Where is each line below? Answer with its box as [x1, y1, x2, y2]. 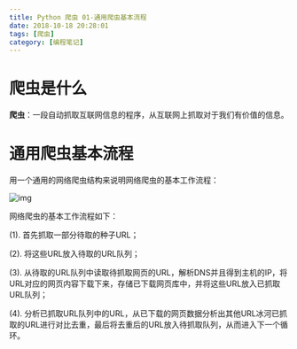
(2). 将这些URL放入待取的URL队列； [9, 249, 140, 260]
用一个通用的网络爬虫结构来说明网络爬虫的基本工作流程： [9, 174, 219, 186]
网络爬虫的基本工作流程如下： [9, 211, 118, 221]
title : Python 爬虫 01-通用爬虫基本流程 [9, 12, 147, 22]
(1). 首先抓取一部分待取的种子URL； [9, 229, 139, 240]
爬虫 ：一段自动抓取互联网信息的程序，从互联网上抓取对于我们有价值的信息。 [9, 110, 289, 120]
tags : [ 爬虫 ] [9, 29, 55, 38]
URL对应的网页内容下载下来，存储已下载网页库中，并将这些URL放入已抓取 [9, 278, 281, 289]
